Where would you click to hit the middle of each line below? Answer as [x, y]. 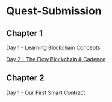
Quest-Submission [54, 11]
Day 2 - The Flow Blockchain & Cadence [56, 59]
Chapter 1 [25, 33]
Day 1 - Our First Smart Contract [46, 92]
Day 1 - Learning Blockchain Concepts [53, 47]
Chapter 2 [25, 78]
